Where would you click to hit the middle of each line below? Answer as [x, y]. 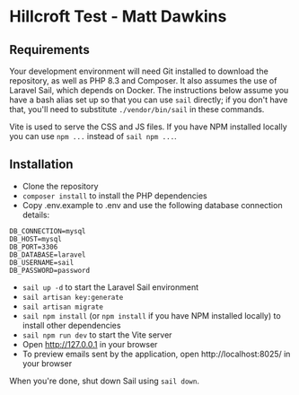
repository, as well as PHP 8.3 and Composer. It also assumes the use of [143, 81]
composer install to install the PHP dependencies [115, 196]
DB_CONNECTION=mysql [48, 231]
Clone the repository [60, 186]
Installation [41, 165]
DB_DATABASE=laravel [48, 255]
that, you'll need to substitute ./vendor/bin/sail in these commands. [137, 109]
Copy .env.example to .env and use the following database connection [152, 205]
